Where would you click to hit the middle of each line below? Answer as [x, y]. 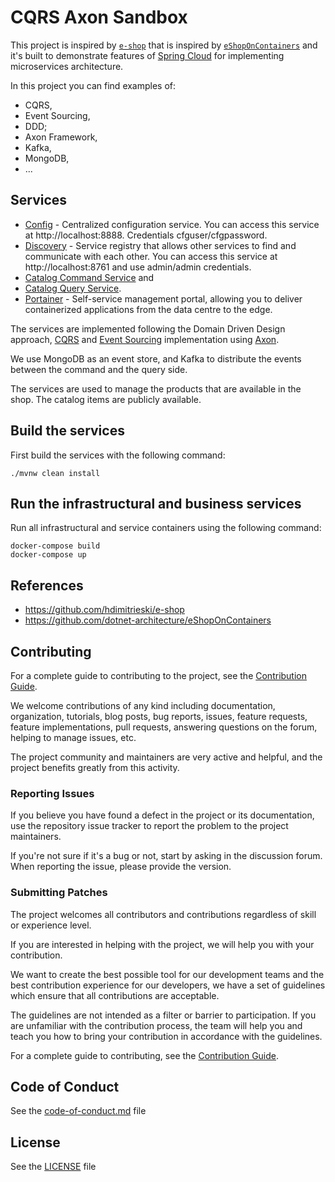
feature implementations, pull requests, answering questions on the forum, [164, 727]
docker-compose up [48, 555]
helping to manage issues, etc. [73, 737]
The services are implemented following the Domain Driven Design [148, 328]
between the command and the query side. [99, 369]
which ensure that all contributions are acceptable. [115, 995]
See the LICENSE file [53, 1167]
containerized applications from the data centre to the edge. [148, 309]
